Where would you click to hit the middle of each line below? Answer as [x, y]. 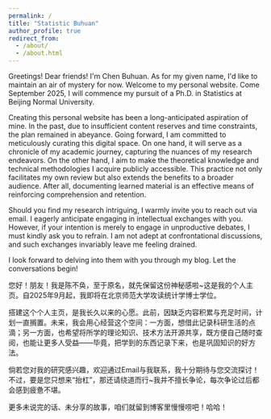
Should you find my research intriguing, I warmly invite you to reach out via [133, 210]
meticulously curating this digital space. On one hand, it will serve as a [125, 143]
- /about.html [39, 53]
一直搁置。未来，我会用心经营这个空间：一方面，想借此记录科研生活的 [131, 322]
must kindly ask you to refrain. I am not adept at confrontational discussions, [135, 236]
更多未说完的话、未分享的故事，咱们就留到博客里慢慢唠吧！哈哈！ [118, 407]
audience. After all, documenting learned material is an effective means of [131, 186]
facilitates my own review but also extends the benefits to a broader [121, 177]
